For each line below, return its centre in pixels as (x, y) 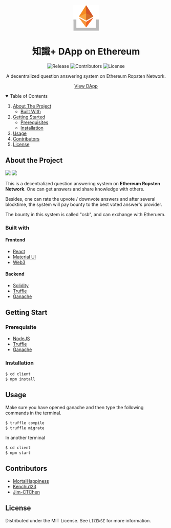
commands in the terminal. (33, 413)
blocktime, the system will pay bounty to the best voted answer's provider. (84, 204)
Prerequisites (34, 122)
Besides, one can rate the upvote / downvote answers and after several (80, 199)
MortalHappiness (31, 481)
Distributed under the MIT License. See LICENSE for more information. (78, 520)
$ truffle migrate (25, 428)
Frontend (15, 240)
